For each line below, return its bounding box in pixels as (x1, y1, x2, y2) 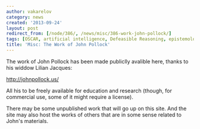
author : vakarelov (6, 8, 52, 15)
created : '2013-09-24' (6, 20, 62, 25)
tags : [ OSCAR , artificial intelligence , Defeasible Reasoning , (6, 36, 167, 42)
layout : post (6, 25, 39, 31)
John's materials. (6, 117, 49, 124)
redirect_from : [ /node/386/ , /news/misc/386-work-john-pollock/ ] (6, 31, 171, 37)
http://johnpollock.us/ (6, 75, 60, 83)
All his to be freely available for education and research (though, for (6, 87, 173, 94)
